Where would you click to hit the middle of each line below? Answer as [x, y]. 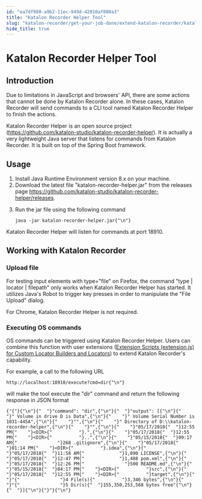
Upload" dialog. [26, 300]
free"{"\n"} [177, 485]
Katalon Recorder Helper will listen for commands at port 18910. [85, 232]
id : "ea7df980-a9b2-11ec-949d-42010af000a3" [63, 12]
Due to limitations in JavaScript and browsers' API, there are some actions [98, 95]
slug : [13, 23]
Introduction [30, 80]
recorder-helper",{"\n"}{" [40, 427]
